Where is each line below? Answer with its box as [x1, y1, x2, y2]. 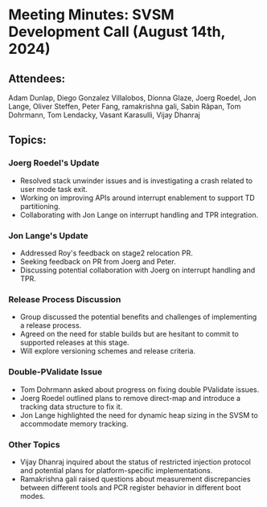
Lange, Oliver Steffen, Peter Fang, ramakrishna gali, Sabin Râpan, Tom [8, 102, 241, 111]
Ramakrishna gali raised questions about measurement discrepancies [19, 474, 251, 484]
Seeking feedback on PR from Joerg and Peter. [19, 256, 176, 266]
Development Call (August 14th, [8, 22, 225, 41]
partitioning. [19, 201, 60, 211]
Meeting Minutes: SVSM [8, 6, 175, 24]
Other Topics [8, 439, 60, 450]
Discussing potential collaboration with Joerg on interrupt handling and [19, 265, 256, 275]
